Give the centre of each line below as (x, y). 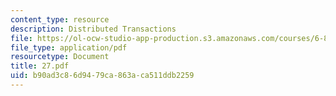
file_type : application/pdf (69, 47)
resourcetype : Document (60, 57)
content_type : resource (60, 19)
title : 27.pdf (40, 66)
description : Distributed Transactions (93, 29)
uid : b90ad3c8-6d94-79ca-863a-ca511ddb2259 (102, 76)
